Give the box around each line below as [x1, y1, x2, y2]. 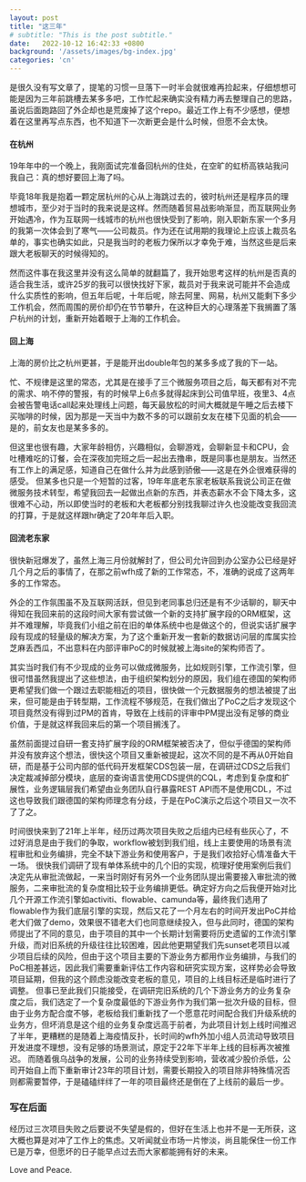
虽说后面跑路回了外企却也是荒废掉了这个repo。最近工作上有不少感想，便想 [9, 105, 291, 115]
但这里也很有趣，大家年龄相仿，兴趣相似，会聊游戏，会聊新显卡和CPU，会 [9, 442, 290, 453]
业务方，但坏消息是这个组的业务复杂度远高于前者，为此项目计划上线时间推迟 [9, 1019, 297, 1030]
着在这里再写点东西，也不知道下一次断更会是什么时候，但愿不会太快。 [9, 116, 273, 127]
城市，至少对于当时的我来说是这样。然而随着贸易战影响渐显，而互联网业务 [16, 202, 297, 214]
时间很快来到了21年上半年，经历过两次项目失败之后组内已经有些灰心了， [9, 825, 281, 836]
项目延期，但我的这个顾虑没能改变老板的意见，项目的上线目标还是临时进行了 [9, 973, 297, 984]
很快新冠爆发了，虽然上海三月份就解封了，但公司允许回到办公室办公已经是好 [9, 555, 297, 566]
